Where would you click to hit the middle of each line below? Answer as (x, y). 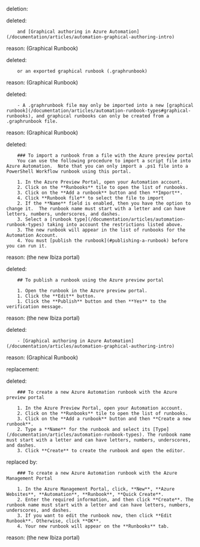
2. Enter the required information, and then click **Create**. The (105, 500)
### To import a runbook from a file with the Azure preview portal (105, 156)
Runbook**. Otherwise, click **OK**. (54, 521)
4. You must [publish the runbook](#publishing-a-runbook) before (103, 241)
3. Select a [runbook (44, 219)
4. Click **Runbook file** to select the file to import (91, 198)
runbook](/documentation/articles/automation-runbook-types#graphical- (98, 111)
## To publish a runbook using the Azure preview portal (91, 280)
